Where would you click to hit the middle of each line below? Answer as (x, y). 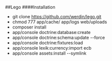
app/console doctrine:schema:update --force (58, 37)
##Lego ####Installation (30, 7)
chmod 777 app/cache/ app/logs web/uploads (60, 22)
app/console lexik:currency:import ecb (52, 48)
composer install (29, 27)
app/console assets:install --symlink (49, 53)
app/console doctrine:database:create (51, 32)
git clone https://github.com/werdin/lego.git (57, 16)
